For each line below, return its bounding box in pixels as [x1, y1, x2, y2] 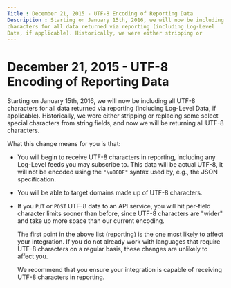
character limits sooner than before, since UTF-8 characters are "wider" [17, 209, 223, 218]
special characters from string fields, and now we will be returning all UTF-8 [7, 119, 225, 127]
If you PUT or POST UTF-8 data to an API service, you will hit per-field [17, 202, 211, 210]
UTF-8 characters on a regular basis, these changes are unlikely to [17, 245, 208, 253]
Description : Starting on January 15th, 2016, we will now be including [7, 17, 225, 24]
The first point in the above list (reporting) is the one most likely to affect [17, 230, 223, 239]
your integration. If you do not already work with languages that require [17, 237, 221, 246]
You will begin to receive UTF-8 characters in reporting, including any [17, 153, 216, 161]
